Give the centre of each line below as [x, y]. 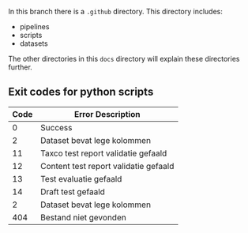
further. [21, 67]
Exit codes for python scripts [81, 92]
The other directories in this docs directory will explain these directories [124, 59]
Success [56, 127]
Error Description [107, 114]
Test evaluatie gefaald [81, 179]
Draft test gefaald [73, 191]
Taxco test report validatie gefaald [104, 153]
